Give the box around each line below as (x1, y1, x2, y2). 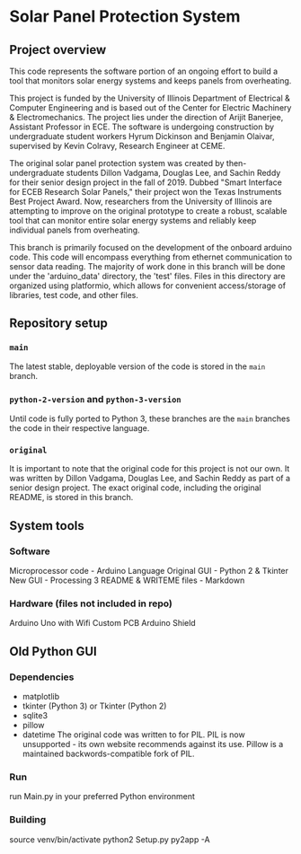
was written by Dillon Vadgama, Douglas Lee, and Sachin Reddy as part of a (9, 473, 290, 484)
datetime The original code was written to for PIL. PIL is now (22, 729, 245, 740)
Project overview (9, 42, 107, 57)
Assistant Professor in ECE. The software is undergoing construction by (9, 121, 275, 132)
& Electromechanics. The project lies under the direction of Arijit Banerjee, (9, 112, 284, 122)
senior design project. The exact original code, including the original (9, 482, 261, 493)
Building (9, 814, 47, 826)
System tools (9, 518, 84, 533)
